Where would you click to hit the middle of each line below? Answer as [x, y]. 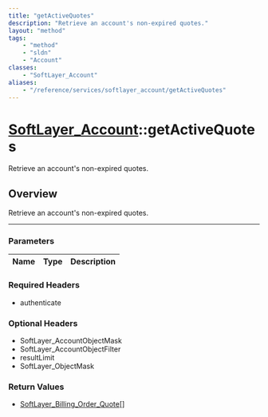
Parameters [31, 241]
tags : [17, 38]
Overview [33, 194]
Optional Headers [43, 323]
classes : [23, 68]
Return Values [36, 387]
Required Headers [44, 285]
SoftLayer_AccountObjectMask [71, 341]
